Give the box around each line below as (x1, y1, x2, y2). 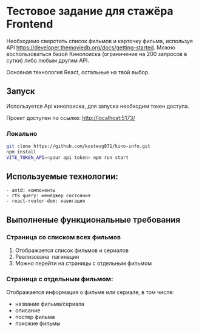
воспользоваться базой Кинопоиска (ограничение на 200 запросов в (6, 50, 187, 57)
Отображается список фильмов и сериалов (15, 247, 129, 254)
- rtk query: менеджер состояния (6, 193, 91, 199)
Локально (6, 129, 38, 138)
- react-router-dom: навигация (6, 198, 86, 205)
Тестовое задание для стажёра (6, 4, 174, 18)
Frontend (6, 17, 53, 31)
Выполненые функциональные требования (6, 214, 181, 225)
